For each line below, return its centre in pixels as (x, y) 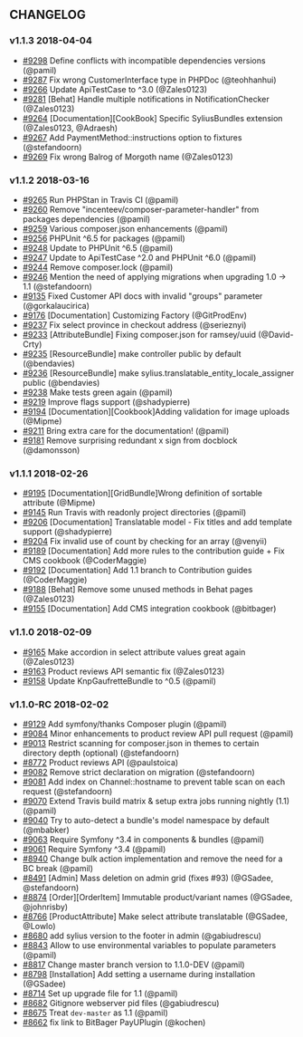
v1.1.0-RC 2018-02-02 (59, 704)
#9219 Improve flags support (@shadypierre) (106, 401)
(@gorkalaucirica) (56, 305)
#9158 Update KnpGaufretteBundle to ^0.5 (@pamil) (119, 681)
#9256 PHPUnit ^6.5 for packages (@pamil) (104, 238)
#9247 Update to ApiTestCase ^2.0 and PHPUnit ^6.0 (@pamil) (139, 257)
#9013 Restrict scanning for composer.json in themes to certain (141, 743)
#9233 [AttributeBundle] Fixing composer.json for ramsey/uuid (139, 334)
